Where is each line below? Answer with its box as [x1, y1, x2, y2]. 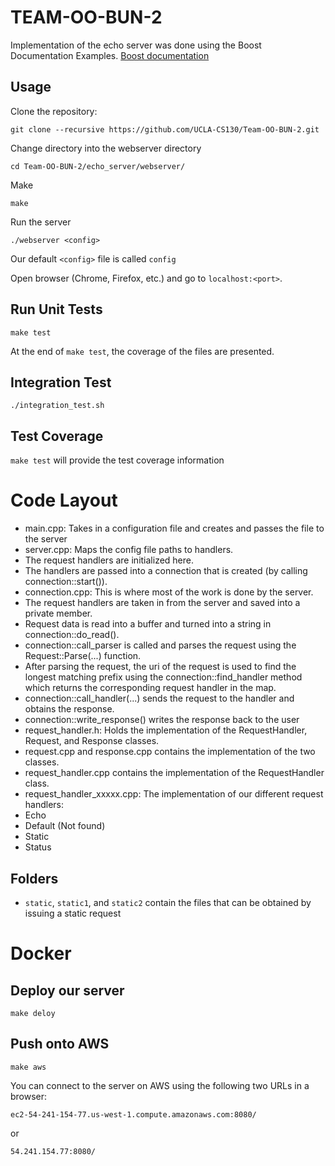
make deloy [10, 1008, 56, 1018]
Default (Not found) [24, 820, 106, 832]
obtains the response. [24, 703, 115, 715]
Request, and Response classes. [24, 735, 160, 747]
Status [24, 841, 52, 853]
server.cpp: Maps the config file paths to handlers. [24, 544, 234, 556]
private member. [24, 607, 93, 620]
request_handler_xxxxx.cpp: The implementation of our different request [24, 788, 324, 800]
